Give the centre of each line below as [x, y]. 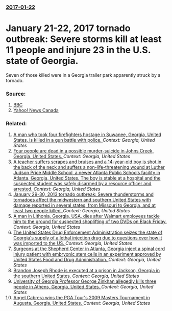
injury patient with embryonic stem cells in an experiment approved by [87, 254]
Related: [16, 124]
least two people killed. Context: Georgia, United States [71, 211]
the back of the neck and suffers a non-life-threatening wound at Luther [89, 167]
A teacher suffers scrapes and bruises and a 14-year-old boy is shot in [87, 162]
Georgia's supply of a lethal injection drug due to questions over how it [88, 238]
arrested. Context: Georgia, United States [57, 189]
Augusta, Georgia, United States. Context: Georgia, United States [82, 303]
